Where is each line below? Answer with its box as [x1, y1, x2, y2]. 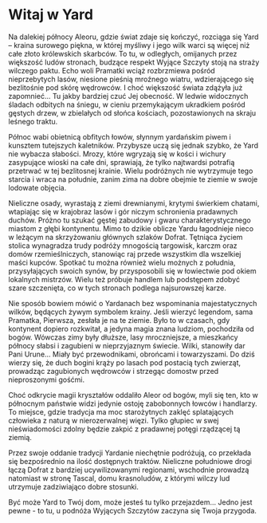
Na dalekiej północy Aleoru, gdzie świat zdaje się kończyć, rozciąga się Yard [8, 32, 259, 41]
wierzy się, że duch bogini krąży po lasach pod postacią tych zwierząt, [8, 357, 241, 368]
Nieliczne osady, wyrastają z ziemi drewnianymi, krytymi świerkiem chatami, [8, 198, 260, 208]
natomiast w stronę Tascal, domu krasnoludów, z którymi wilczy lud [8, 473, 230, 483]
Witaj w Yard [8, 6, 94, 24]
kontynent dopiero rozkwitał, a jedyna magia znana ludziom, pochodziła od [8, 324, 255, 333]
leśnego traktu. [8, 116, 58, 126]
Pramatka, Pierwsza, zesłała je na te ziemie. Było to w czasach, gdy [8, 315, 230, 324]
